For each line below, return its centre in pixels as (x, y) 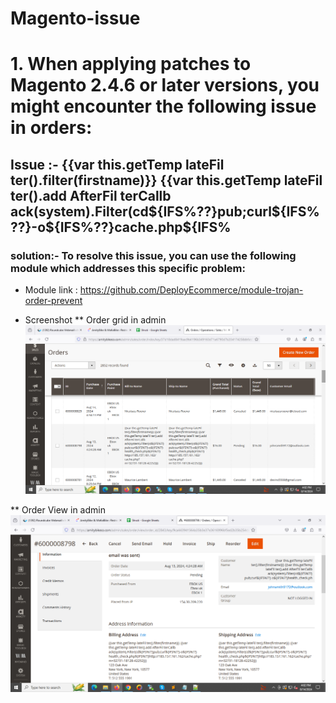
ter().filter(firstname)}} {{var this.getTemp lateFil (166, 180)
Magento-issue (75, 18)
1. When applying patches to (131, 64)
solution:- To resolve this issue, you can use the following (153, 255)
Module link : (51, 290)
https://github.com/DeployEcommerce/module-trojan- (191, 290)
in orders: (51, 128)
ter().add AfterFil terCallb (91, 195)
